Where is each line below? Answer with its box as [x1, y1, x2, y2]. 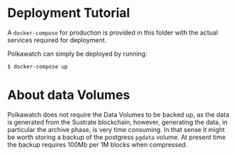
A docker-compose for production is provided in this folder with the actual [7, 28, 218, 37]
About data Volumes [7, 87, 130, 103]
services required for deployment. [7, 35, 107, 44]
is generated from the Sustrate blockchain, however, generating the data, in [7, 118, 228, 126]
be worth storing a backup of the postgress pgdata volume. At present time [7, 133, 226, 141]
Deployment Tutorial [7, 5, 130, 21]
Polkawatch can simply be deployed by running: [7, 49, 147, 58]
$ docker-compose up [7, 63, 69, 70]
